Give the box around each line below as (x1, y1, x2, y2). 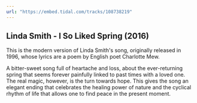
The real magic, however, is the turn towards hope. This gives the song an (6, 77, 189, 84)
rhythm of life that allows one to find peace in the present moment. (6, 90, 171, 98)
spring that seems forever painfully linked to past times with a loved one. (6, 71, 186, 78)
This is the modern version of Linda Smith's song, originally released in (6, 47, 181, 54)
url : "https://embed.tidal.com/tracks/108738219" (6, 8, 133, 15)
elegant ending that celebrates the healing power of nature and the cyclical (6, 84, 192, 91)
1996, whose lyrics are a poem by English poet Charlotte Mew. (6, 53, 160, 60)
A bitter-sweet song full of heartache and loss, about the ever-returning (6, 65, 183, 72)
